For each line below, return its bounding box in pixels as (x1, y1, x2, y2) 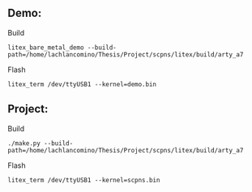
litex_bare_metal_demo (7, 44, 84, 52)
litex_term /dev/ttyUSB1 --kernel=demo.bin (7, 80, 157, 88)
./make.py (7, 139, 41, 148)
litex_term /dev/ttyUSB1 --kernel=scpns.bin (7, 176, 160, 184)
